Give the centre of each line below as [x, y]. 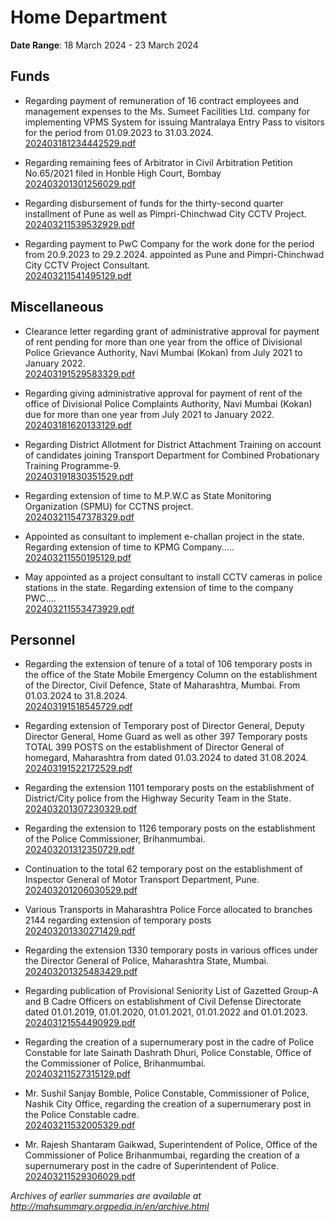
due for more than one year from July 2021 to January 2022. [149, 414]
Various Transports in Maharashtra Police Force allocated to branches [168, 910]
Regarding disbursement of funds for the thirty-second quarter [154, 203]
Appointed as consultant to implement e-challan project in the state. [164, 536]
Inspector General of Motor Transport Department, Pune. [142, 880]
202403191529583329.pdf [80, 373]
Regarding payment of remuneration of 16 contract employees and [162, 100]
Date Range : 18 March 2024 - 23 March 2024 [104, 45]
